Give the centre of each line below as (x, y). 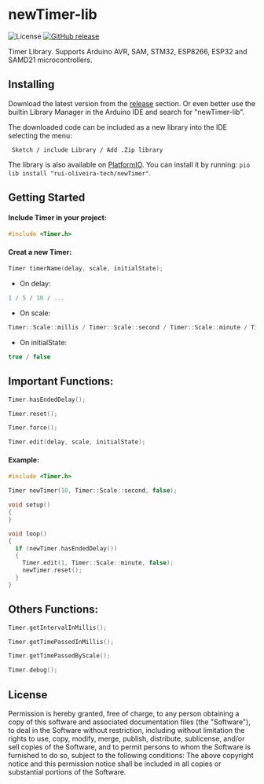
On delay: (35, 284)
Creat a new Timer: (40, 252)
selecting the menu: (40, 135)
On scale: (35, 313)
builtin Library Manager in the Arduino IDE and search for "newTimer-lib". (126, 112)
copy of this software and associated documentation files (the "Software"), (130, 722)
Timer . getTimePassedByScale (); (59, 656)
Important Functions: (61, 382)
